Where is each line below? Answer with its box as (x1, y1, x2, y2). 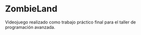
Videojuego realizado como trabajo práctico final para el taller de (5, 19, 136, 25)
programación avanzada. (5, 24, 55, 30)
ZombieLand (5, 3, 58, 14)
